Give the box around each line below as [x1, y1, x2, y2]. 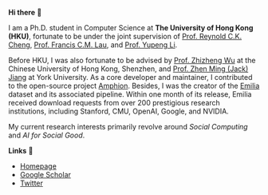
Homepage [19, 161, 57, 171]
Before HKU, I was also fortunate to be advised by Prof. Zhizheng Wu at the [8, 56, 256, 65]
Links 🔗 [8, 146, 33, 155]
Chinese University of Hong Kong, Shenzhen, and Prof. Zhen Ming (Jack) [8, 64, 249, 74]
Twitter [19, 178, 44, 188]
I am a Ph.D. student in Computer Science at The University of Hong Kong [8, 23, 254, 32]
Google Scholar [19, 170, 72, 179]
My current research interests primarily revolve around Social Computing [8, 122, 249, 131]
